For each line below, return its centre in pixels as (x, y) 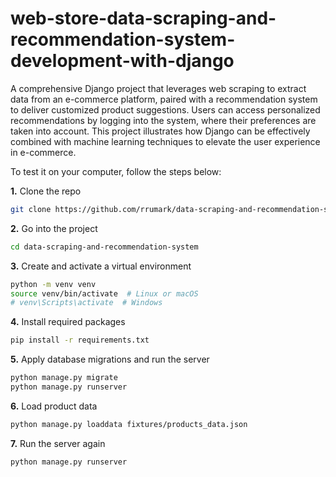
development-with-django (122, 61)
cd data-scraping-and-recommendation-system (104, 247)
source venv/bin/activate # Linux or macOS (104, 293)
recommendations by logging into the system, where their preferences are (163, 120)
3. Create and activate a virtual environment (101, 266)
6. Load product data (54, 406)
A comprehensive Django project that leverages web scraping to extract (158, 88)
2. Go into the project (54, 228)
